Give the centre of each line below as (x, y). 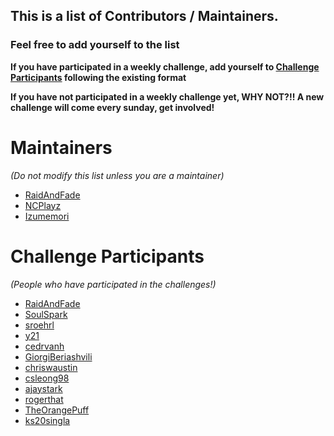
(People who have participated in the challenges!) (113, 284)
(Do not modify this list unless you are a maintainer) (117, 175)
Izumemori (47, 216)
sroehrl (39, 325)
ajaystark (43, 388)
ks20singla (47, 420)
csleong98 (47, 378)
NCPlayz (43, 205)
